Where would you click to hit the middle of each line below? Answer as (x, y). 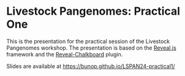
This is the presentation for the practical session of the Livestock (88, 41)
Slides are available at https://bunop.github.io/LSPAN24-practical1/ (91, 66)
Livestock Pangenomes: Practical (93, 11)
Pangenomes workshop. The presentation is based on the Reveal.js (91, 48)
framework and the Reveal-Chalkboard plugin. (65, 54)
